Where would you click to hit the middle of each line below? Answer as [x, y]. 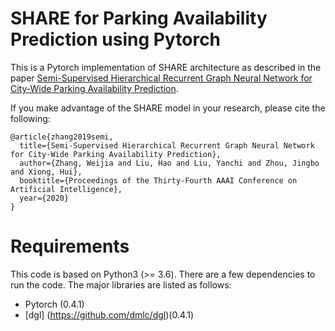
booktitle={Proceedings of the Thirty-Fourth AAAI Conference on [158, 180]
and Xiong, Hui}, [46, 172]
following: [30, 118]
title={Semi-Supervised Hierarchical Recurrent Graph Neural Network [167, 145]
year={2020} [44, 198]
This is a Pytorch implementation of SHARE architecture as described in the [166, 67]
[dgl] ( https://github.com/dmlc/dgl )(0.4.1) [109, 314]
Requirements [70, 246]
